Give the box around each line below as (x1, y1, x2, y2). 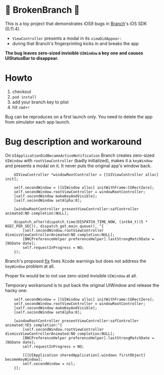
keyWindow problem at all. (5, 263, 55, 269)
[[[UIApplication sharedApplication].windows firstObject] (23, 352, 146, 357)
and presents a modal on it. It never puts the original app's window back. (5, 163, 152, 169)
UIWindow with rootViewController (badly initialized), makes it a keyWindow (5, 157, 153, 163)
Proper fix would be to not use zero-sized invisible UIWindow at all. (5, 273, 138, 278)
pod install (12, 95, 37, 100)
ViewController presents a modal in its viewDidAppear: (12, 35, 122, 41)
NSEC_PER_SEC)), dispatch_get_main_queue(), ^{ (5, 224, 104, 228)
